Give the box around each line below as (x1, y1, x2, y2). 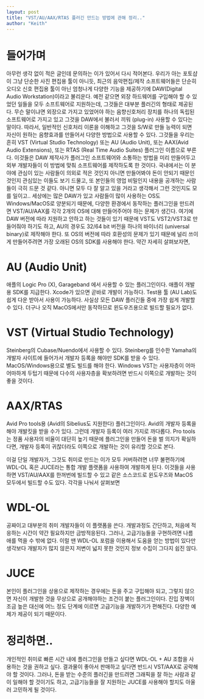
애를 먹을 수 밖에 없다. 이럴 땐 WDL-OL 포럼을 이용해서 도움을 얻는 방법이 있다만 (6, 537, 196, 544)
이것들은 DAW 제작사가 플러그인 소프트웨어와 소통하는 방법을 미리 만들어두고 (14, 154, 196, 161)
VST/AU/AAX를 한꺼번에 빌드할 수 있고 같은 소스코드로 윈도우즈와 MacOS (17, 472, 194, 479)
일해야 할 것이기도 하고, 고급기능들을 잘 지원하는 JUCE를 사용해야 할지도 (12, 678, 185, 686)
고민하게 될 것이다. (12, 686, 57, 693)
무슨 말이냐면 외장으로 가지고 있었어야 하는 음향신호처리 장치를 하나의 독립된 (14, 108, 195, 116)
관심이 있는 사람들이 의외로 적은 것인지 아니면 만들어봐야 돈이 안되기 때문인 (17, 169, 195, 177)
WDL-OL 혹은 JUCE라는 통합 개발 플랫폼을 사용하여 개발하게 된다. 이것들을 (6, 464, 185, 471)
